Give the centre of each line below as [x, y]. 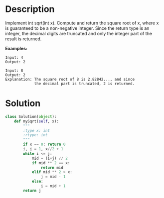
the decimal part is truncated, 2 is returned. [84, 84]
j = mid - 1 [53, 177]
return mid [52, 168]
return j [32, 191]
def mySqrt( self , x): [36, 121]
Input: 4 [14, 57]
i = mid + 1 [53, 186]
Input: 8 [14, 71]
